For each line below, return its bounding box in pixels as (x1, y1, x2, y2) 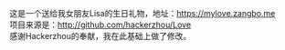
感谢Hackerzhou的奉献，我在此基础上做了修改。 (9, 31, 192, 41)
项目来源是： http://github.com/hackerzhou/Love (9, 19, 192, 30)
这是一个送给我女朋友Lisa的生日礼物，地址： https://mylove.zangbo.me (9, 8, 276, 18)
